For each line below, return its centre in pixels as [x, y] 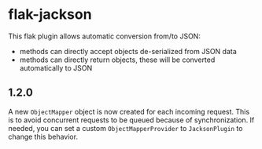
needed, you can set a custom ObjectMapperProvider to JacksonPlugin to [125, 128]
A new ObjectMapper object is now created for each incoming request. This [129, 111]
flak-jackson [50, 15]
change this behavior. [43, 136]
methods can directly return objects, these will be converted [117, 60]
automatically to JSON [56, 67]
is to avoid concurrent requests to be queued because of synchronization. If [131, 120]
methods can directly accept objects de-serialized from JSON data [128, 51]
